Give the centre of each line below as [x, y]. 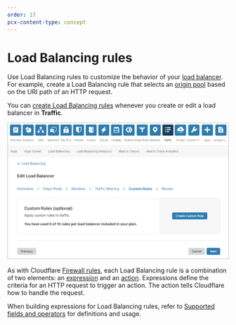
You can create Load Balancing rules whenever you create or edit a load [112, 106]
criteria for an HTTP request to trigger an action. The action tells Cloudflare [116, 285]
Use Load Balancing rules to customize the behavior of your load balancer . [115, 77]
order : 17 [22, 15]
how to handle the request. [46, 293]
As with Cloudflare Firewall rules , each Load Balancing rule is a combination [117, 270]
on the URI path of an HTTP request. [60, 92]
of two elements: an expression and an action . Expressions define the [108, 278]
